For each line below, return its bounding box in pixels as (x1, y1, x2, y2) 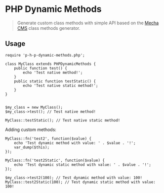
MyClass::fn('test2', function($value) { (5, 136, 92, 141)
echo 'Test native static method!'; (23, 83, 98, 88)
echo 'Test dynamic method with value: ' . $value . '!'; (14, 140, 136, 145)
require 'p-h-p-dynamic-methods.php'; (5, 53, 85, 58)
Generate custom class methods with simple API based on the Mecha (17, 20, 159, 26)
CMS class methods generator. (17, 25, 81, 31)
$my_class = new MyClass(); (5, 105, 63, 110)
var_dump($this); (14, 145, 50, 150)
